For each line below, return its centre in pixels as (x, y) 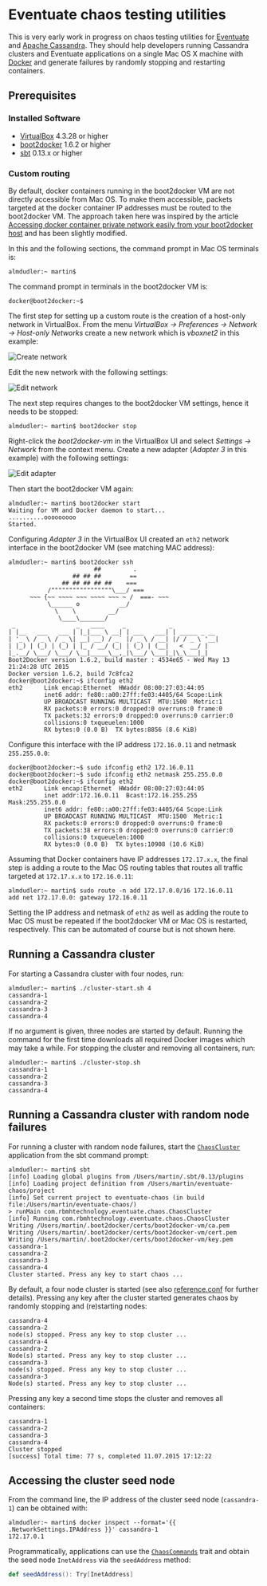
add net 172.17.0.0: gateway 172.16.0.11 (78, 897)
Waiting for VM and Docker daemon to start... (87, 510)
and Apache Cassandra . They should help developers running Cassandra (128, 45)
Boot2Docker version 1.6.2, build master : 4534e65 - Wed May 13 (119, 659)
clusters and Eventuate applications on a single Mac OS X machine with (126, 53)
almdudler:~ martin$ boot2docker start (75, 503)
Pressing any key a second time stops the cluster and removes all (116, 1398)
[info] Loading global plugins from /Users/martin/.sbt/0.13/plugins (126, 1177)
